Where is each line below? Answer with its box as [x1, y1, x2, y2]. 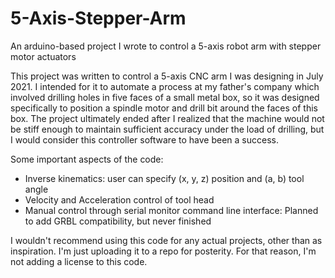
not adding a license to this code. [10, 255, 148, 267]
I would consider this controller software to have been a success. [10, 133, 279, 146]
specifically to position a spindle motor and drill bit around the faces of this [10, 102, 319, 114]
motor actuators [10, 50, 77, 62]
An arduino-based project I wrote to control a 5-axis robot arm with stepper [10, 40, 322, 52]
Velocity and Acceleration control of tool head [24, 193, 215, 206]
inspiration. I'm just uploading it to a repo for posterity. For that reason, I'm [10, 245, 317, 257]
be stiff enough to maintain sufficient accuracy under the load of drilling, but [10, 123, 325, 135]
